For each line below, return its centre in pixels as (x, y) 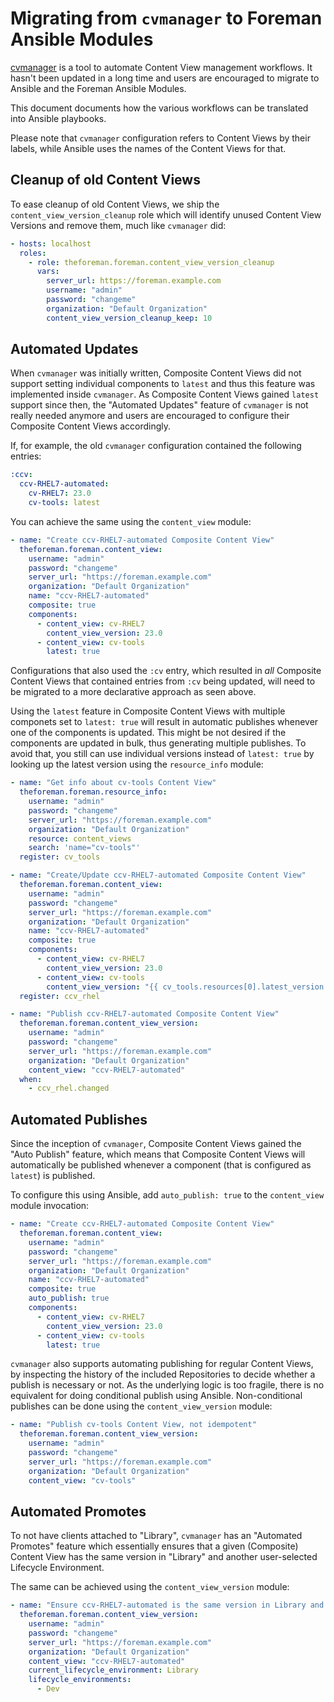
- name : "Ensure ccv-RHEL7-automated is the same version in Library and (167, 1605)
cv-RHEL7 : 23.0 (60, 493)
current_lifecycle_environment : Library (113, 1670)
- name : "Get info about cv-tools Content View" (113, 783)
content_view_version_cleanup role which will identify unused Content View (166, 214)
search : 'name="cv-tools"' (84, 848)
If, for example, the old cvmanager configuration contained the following (156, 446)
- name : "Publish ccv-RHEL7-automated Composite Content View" (145, 1014)
